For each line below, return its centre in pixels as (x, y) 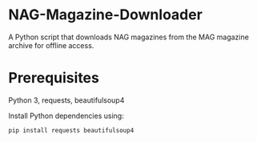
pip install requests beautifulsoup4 (71, 130)
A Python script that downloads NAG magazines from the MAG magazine (129, 37)
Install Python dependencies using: (66, 116)
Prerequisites (54, 78)
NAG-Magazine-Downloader (105, 15)
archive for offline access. (51, 45)
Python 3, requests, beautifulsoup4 (66, 100)
